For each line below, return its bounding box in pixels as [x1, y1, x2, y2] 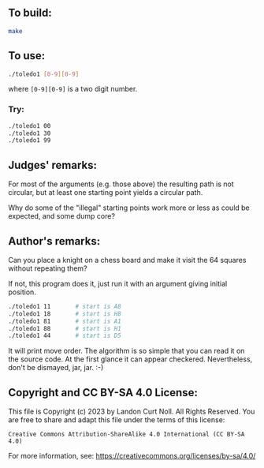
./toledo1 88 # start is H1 [8, 324, 122, 332]
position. [8, 287, 37, 297]
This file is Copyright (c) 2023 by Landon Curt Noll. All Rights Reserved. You [8, 406, 255, 417]
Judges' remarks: [8, 158, 97, 172]
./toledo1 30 [8, 129, 51, 137]
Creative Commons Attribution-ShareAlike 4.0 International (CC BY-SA [8, 430, 245, 439]
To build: [8, 6, 53, 20]
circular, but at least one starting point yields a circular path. [8, 188, 203, 197]
